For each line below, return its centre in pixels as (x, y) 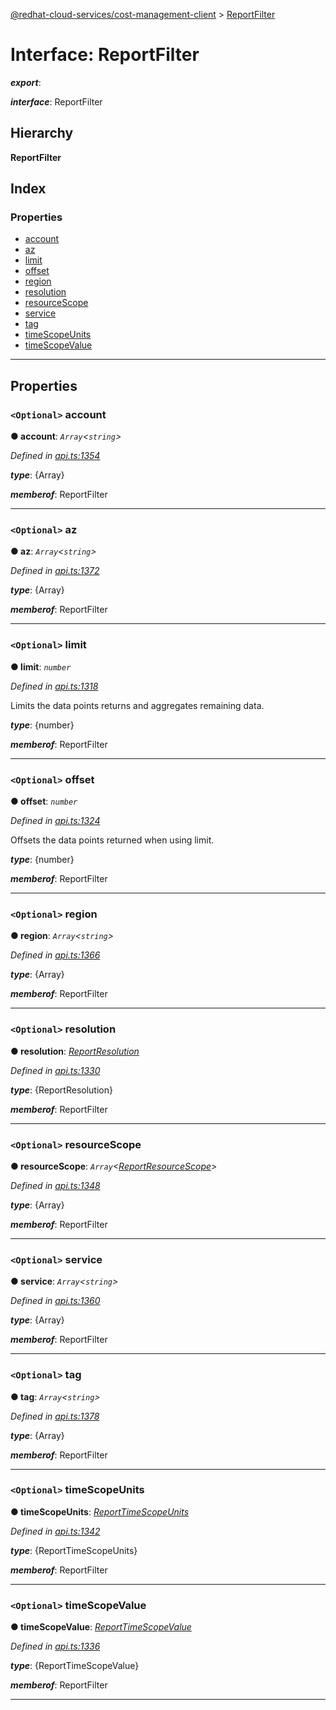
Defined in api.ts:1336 (55, 1646)
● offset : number (44, 801)
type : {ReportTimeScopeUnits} (74, 1550)
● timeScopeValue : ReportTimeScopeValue (101, 1627)
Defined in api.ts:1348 (55, 1185)
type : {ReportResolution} (61, 1090)
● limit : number (41, 666)
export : (26, 82)
